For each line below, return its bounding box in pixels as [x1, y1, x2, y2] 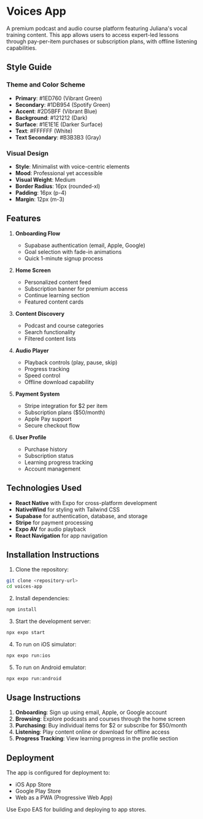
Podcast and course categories [24, 321, 104, 329]
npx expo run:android [6, 675, 62, 681]
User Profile [15, 433, 47, 441]
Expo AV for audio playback [15, 525, 86, 533]
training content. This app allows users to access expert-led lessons [6, 31, 179, 38]
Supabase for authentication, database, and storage [15, 512, 148, 520]
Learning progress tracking [24, 458, 93, 466]
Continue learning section [24, 291, 90, 299]
